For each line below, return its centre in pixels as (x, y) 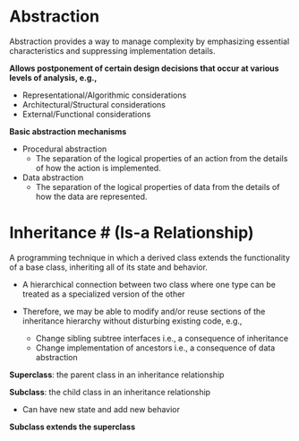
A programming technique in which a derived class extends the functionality (150, 257)
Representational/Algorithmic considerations (104, 95)
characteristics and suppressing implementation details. (112, 50)
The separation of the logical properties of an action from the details (162, 158)
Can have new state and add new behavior (101, 409)
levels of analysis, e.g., (53, 77)
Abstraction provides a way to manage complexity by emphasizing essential (149, 41)
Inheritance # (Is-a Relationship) (132, 233)
